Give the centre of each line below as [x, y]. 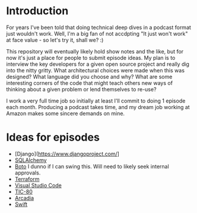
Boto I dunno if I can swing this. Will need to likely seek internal [92, 166]
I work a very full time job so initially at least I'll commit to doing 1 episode [96, 101]
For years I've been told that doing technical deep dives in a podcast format [99, 27]
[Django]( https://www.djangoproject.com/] [67, 154]
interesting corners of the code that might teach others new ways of [90, 83]
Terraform [27, 179]
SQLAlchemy [31, 160]
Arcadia [24, 198]
